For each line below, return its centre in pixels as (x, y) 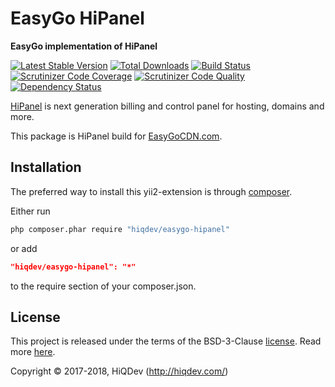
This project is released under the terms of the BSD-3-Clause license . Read (166, 341)
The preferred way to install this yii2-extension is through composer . (151, 191)
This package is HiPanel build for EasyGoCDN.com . (116, 136)
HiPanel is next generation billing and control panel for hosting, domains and (167, 106)
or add (24, 248)
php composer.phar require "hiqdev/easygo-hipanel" (120, 229)
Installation (46, 167)
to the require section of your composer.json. (103, 286)
